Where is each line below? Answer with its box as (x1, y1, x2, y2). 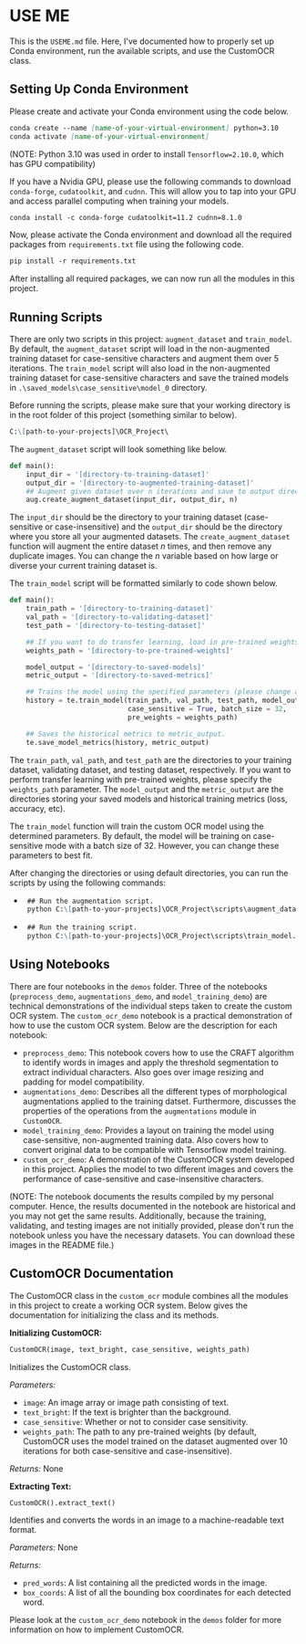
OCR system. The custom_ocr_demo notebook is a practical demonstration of (9, 1010, 293, 1021)
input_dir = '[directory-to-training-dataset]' (25, 469, 209, 479)
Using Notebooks (9, 957, 110, 972)
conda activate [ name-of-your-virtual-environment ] (9, 131, 209, 141)
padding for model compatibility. (22, 1076, 145, 1087)
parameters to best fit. (9, 850, 93, 861)
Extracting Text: (9, 1481, 72, 1492)
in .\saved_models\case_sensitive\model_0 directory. (9, 382, 208, 393)
